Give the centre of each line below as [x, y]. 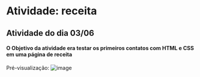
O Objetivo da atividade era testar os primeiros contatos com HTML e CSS [100, 48]
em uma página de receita [39, 54]
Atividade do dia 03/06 [50, 33]
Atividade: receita [52, 11]
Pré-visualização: [28, 67]
